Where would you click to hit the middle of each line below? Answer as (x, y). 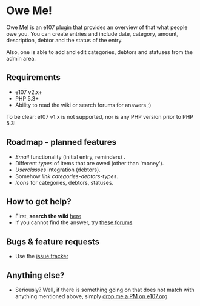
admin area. (21, 58)
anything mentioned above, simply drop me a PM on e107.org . (92, 296)
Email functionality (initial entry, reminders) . (70, 157)
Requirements (33, 77)
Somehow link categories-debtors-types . (66, 176)
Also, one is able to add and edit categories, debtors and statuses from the (99, 52)
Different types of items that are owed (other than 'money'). (89, 163)
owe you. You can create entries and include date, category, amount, (92, 33)
